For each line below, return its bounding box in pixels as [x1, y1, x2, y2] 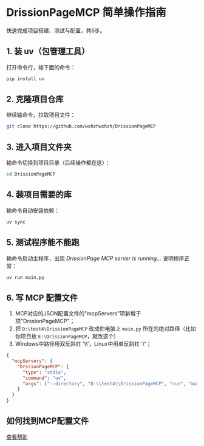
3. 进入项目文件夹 [6, 142, 72, 152]
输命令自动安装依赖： [6, 207, 59, 214]
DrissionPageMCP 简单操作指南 [6, 5, 166, 19]
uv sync [6, 219, 26, 225]
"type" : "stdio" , [22, 369, 67, 376]
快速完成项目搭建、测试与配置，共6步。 [6, 27, 106, 34]
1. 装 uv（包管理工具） [6, 46, 90, 57]
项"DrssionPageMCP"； [15, 317, 75, 325]
